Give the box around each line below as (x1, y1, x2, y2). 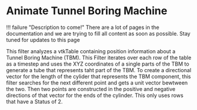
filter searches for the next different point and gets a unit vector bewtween (6, 79, 188, 86)
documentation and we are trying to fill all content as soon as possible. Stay (6, 30, 190, 37)
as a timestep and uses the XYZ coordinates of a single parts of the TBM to (6, 60, 189, 67)
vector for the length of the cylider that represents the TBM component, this (6, 73, 191, 80)
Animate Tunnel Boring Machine (6, 4, 167, 18)
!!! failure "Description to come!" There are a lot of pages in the (6, 24, 160, 31)
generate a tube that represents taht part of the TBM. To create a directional (6, 66, 192, 73)
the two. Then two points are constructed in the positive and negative (6, 85, 176, 92)
